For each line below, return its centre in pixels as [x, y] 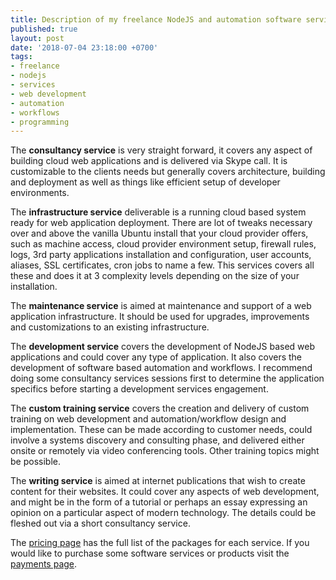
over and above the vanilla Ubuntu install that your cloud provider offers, [159, 233]
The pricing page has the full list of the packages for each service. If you [160, 543]
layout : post [37, 38]
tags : [21, 57]
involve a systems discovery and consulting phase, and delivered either [157, 440]
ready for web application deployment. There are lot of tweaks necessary [161, 223]
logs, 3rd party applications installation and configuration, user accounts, [161, 255]
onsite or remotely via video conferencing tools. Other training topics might [165, 451]
